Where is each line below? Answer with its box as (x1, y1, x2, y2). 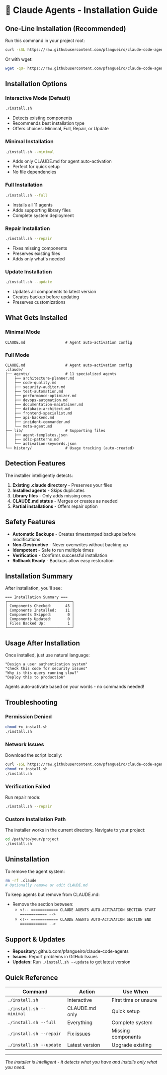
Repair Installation (5, 224, 50, 231)
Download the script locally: (5, 752, 63, 758)
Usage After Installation (5, 639, 81, 647)
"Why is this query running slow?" (5, 670, 79, 675)
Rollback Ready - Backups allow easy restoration (12, 557, 114, 563)
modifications (12, 536, 41, 542)
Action (79, 988, 95, 995)
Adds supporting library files (12, 207, 71, 213)
